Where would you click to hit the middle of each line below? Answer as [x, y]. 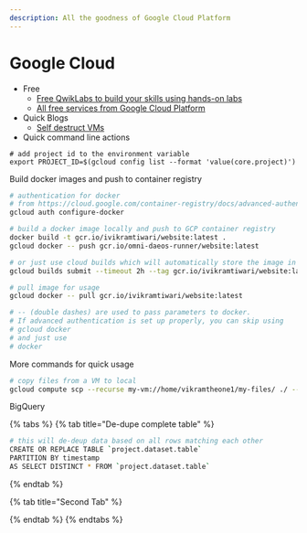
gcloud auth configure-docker [67, 213]
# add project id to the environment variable [100, 154]
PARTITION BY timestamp [55, 458]
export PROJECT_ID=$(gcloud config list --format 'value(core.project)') [153, 162]
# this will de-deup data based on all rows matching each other [136, 441]
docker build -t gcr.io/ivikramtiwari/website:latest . [118, 238]
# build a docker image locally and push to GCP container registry [143, 229]
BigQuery [27, 407]
